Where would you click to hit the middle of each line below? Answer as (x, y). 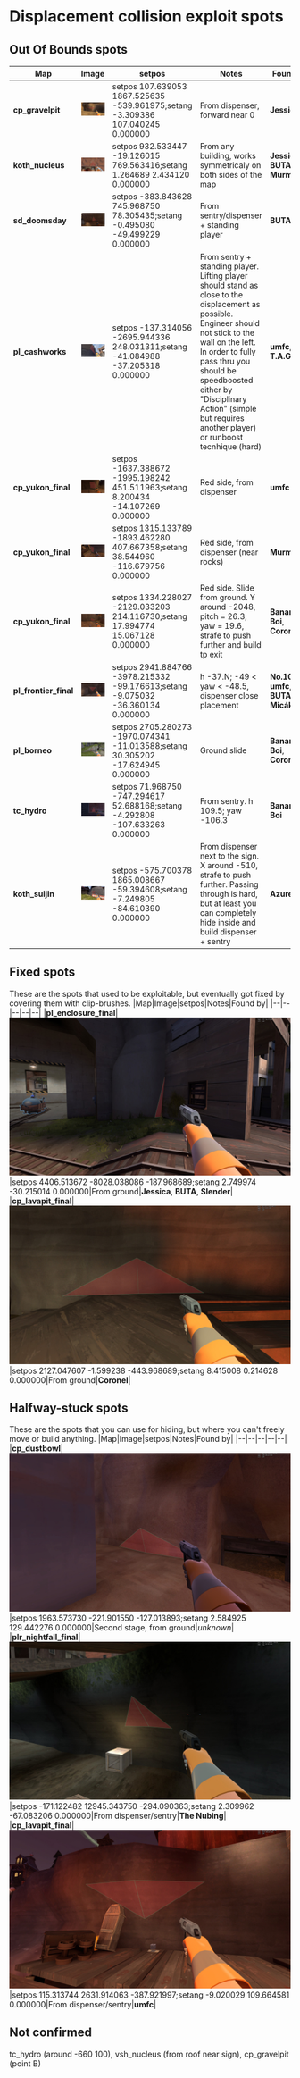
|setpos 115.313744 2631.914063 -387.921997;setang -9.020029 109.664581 (150, 1995)
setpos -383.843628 (152, 197)
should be (218, 370)
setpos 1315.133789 (152, 528)
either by (216, 390)
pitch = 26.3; (223, 616)
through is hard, (229, 894)
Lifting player (224, 275)
